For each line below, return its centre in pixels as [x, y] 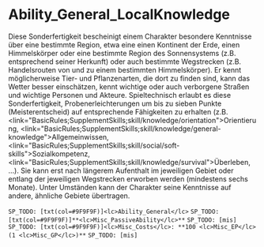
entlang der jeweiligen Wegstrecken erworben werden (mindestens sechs [128, 178]
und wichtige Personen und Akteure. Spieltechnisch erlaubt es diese [120, 95]
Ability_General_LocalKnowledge [119, 15]
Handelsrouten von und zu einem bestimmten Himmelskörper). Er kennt [125, 69]
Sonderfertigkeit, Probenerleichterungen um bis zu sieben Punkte [115, 103]
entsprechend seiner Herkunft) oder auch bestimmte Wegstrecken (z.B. [125, 62]
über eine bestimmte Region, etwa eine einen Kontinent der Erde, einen [124, 44]
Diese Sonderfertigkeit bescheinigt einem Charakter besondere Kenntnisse [130, 36]
